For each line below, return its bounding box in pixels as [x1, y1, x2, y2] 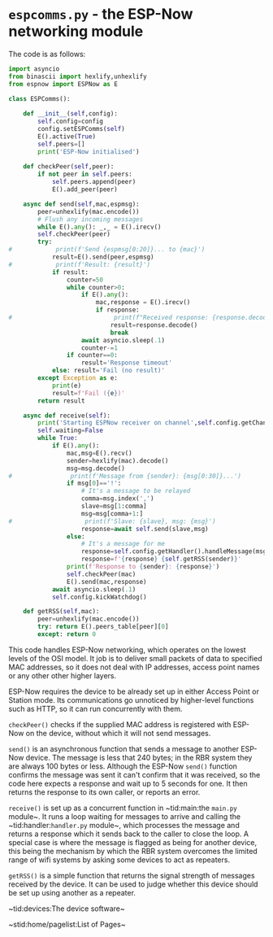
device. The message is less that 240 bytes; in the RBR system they [25, 752, 253, 762]
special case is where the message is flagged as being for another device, [8, 837, 258, 847]
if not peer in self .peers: [37, 170, 132, 179]
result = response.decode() [110, 320, 198, 329]
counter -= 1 [80, 343, 118, 352]
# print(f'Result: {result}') [8, 260, 151, 268]
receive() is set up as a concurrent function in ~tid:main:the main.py [8, 803, 238, 813]
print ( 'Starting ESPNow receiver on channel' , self [37, 419, 213, 427]
